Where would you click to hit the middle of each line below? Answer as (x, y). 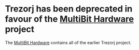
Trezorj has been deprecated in (69, 9)
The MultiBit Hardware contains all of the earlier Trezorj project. (68, 42)
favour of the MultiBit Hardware (69, 19)
